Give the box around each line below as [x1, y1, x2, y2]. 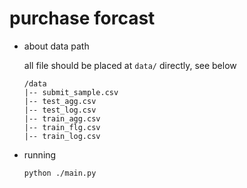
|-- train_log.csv [23, 131, 101, 141]
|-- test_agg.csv [23, 96, 97, 106]
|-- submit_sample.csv [23, 87, 119, 97]
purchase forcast [9, 7, 156, 30]
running [23, 148, 57, 161]
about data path [23, 40, 90, 52]
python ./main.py [23, 168, 97, 178]
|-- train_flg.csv [23, 122, 101, 132]
